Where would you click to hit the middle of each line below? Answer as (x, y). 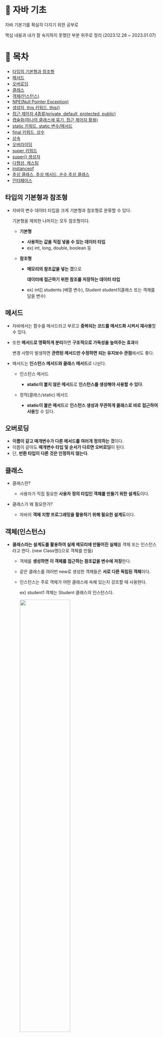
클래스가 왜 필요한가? (32, 504)
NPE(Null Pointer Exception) (41, 101)
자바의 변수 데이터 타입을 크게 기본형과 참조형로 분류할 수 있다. (72, 210)
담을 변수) (36, 296)
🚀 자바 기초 (26, 10)
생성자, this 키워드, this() (36, 107)
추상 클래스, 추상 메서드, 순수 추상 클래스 (51, 174)
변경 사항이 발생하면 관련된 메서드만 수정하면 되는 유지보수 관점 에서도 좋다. (83, 353)
